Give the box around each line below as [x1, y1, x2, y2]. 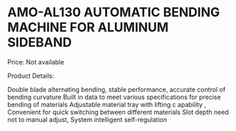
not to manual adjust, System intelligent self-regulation [7, 115, 168, 124]
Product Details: [7, 72, 55, 80]
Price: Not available [7, 57, 65, 66]
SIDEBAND [7, 35, 73, 50]
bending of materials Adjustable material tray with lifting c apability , [7, 100, 206, 108]
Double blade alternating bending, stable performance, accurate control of [7, 85, 226, 93]
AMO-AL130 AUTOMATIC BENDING [7, 4, 220, 21]
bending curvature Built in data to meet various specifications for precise [7, 93, 222, 101]
